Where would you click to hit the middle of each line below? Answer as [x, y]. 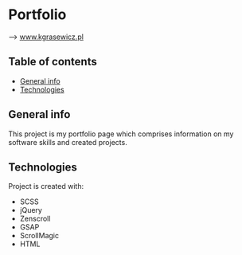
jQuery [31, 210]
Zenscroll [35, 219]
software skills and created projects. [68, 142]
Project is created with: [46, 186]
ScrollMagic [39, 236]
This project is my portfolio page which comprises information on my [121, 134]
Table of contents [53, 62]
